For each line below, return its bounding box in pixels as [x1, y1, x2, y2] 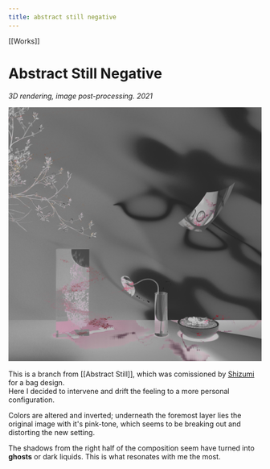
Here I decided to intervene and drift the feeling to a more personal [8, 386, 230, 396]
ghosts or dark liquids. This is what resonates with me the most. [8, 451, 221, 461]
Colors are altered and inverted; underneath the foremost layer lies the [8, 410, 242, 420]
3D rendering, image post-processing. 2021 [8, 91, 153, 101]
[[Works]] [8, 36, 40, 46]
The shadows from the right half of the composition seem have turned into [8, 443, 255, 453]
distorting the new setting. [8, 427, 95, 437]
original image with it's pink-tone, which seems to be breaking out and [8, 419, 241, 429]
